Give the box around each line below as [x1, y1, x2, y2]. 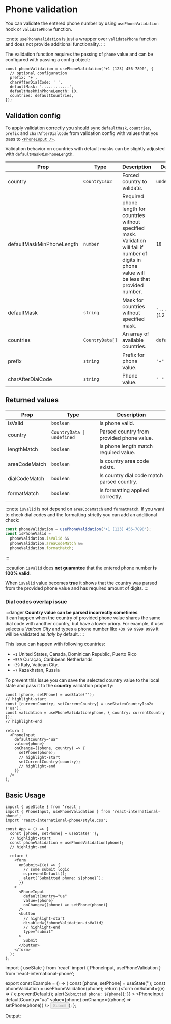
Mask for [122, 297, 144, 304]
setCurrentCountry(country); [18, 759, 81, 765]
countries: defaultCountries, [10, 93, 74, 98]
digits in [122, 256, 141, 263]
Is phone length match [99, 442, 153, 449]
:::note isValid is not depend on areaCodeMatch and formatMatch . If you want [5, 506, 164, 512]
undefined [51, 434, 75, 440]
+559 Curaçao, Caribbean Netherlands [12, 656, 93, 663]
